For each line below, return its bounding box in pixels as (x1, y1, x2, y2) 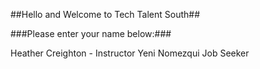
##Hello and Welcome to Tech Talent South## (10, 9, 201, 20)
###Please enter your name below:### (10, 28, 172, 39)
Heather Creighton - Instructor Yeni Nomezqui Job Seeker (10, 47, 250, 59)
